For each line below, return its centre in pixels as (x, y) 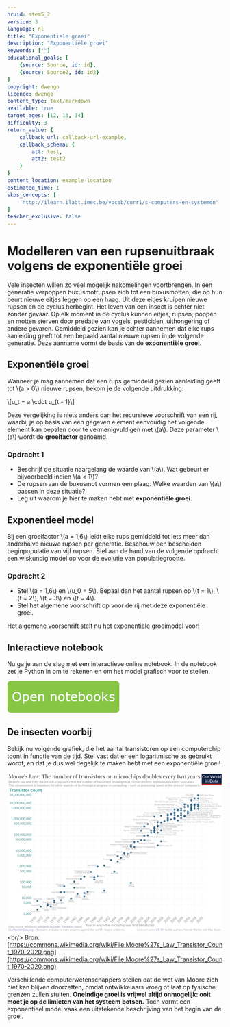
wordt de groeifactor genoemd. (63, 436)
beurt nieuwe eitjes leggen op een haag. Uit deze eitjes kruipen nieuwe (107, 300)
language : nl (26, 29)
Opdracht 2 (26, 576)
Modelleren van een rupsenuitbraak (111, 252)
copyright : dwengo (33, 87)
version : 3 (23, 22)
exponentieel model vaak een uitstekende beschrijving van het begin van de (114, 1009)
